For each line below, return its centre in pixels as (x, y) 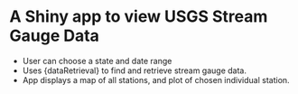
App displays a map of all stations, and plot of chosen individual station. (156, 80)
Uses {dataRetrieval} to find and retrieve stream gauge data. (134, 70)
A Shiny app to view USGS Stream (139, 17)
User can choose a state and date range (97, 61)
